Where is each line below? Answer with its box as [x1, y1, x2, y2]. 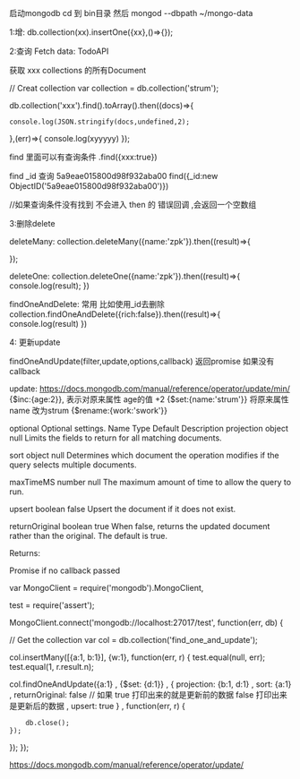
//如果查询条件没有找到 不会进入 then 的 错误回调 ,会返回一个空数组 [9, 200, 257, 210]
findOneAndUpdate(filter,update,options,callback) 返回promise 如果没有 [9, 356, 275, 366]
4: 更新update [9, 337, 61, 347]
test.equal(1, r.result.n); [9, 662, 94, 672]
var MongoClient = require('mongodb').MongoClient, [9, 583, 204, 593]
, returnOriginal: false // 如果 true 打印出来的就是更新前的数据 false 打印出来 [9, 689, 288, 700]
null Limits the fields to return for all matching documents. [9, 432, 222, 443]
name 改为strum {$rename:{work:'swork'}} [9, 406, 168, 415]
